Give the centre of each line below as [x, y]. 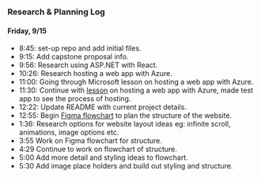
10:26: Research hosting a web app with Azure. [96, 74]
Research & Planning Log [57, 12]
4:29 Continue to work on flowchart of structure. [98, 150]
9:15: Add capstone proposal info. [74, 57]
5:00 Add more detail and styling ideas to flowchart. [104, 157]
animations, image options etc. [69, 132]
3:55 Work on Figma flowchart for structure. [91, 141]
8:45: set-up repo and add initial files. [80, 48]
